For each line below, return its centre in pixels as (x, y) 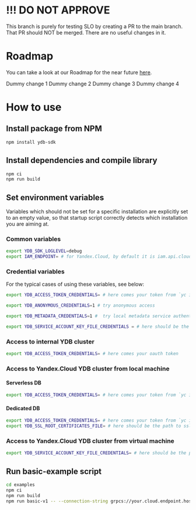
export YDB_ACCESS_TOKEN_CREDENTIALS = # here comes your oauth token (92, 354)
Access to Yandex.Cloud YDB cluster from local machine (88, 369)
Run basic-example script (54, 471)
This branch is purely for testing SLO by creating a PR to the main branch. (94, 26)
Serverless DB (24, 383)
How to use (34, 107)
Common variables (34, 239)
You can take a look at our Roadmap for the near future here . (79, 72)
